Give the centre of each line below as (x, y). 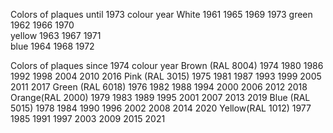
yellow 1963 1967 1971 (56, 35)
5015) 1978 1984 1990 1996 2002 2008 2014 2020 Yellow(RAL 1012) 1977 (161, 108)
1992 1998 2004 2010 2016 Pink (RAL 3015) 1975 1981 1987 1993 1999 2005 (166, 76)
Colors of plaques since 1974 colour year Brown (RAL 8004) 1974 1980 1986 (167, 65)
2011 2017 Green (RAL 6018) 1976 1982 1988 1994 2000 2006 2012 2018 (159, 87)
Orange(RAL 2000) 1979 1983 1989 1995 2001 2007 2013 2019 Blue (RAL (160, 97)
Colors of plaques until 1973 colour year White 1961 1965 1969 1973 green (161, 14)
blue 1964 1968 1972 (52, 46)
